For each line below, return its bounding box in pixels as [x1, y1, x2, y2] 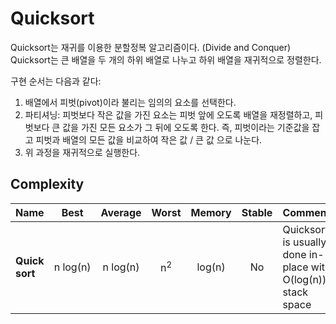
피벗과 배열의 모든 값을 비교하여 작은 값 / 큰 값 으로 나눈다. [35, 133, 263, 146]
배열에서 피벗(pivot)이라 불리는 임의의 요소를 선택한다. [24, 96, 237, 108]
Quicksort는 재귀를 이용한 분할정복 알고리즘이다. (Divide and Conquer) [10, 41, 292, 53]
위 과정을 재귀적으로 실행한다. [24, 146, 141, 158]
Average [100, 205, 142, 219]
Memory [190, 205, 232, 219]
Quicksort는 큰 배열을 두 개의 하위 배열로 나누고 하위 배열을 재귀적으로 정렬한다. [10, 53, 322, 66]
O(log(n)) [282, 272, 327, 286]
